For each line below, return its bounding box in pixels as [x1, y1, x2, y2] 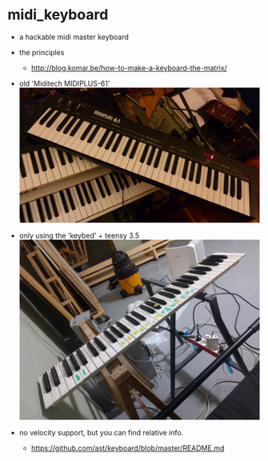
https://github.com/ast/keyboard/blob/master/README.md [30, 443, 225, 453]
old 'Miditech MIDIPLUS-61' [18, 78, 110, 88]
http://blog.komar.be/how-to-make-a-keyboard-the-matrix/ [30, 62, 227, 73]
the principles [18, 47, 65, 57]
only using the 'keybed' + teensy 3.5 [18, 230, 140, 241]
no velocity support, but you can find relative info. [18, 428, 184, 438]
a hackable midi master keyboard [18, 32, 129, 42]
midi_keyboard [7, 6, 109, 24]
